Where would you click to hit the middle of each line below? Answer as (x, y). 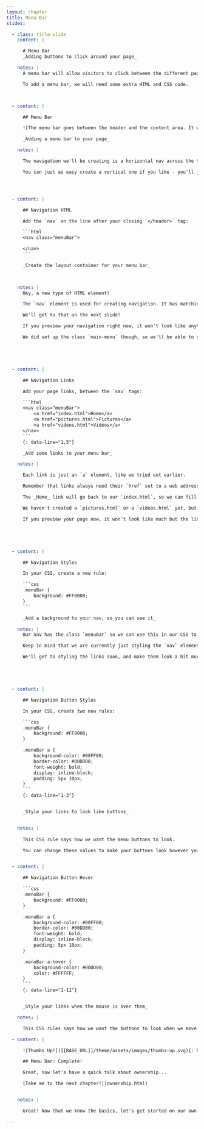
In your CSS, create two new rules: (69, 711)
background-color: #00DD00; (69, 967)
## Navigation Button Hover (58, 878)
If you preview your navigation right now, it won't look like (104, 326)
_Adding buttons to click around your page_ (80, 57)
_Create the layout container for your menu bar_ (86, 265)
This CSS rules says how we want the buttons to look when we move (110, 1028)
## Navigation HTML (47, 210)
